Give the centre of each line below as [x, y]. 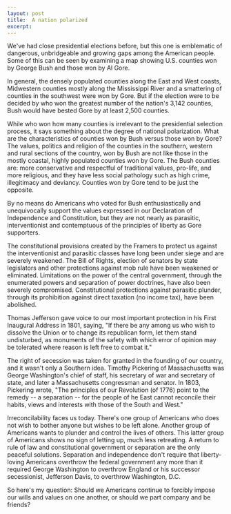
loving [16, 462]
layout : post [26, 13]
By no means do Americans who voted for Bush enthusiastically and [104, 204]
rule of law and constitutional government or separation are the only [104, 447]
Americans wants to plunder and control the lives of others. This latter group [115, 433]
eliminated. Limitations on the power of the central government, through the [114, 275]
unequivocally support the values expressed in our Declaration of [100, 210]
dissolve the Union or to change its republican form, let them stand [102, 333]
